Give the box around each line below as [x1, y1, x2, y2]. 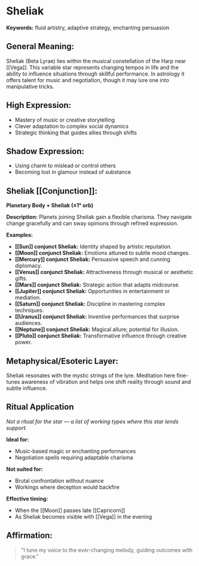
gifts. [14, 275, 28, 282]
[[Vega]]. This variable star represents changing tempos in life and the [6, 64, 179, 71]
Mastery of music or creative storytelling [14, 116, 115, 124]
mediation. [14, 294, 41, 301]
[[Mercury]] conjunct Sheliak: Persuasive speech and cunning [14, 256, 170, 263]
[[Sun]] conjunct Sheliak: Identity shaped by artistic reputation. [14, 243, 172, 250]
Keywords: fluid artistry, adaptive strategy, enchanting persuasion [6, 24, 170, 31]
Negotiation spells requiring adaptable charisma [14, 454, 133, 461]
